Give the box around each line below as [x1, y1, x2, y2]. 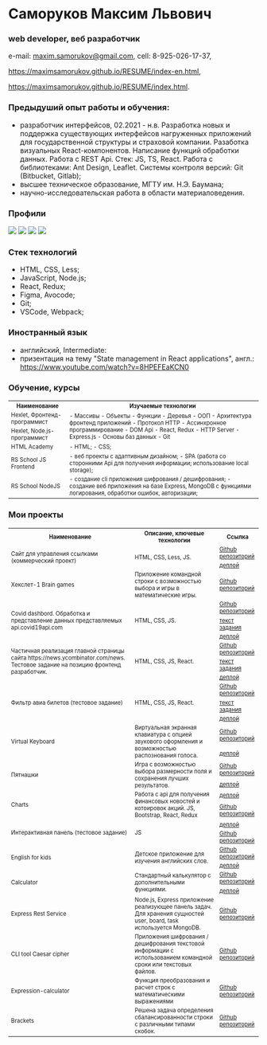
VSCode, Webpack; [19, 307, 85, 317]
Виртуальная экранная [134, 724, 197, 732]
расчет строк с [134, 984, 176, 992]
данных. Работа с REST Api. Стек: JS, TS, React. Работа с [19, 154, 213, 163]
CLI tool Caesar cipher [10, 949, 70, 958]
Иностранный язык [8, 327, 87, 339]
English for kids [10, 854, 52, 862]
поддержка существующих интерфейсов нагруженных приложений [19, 128, 252, 138]
